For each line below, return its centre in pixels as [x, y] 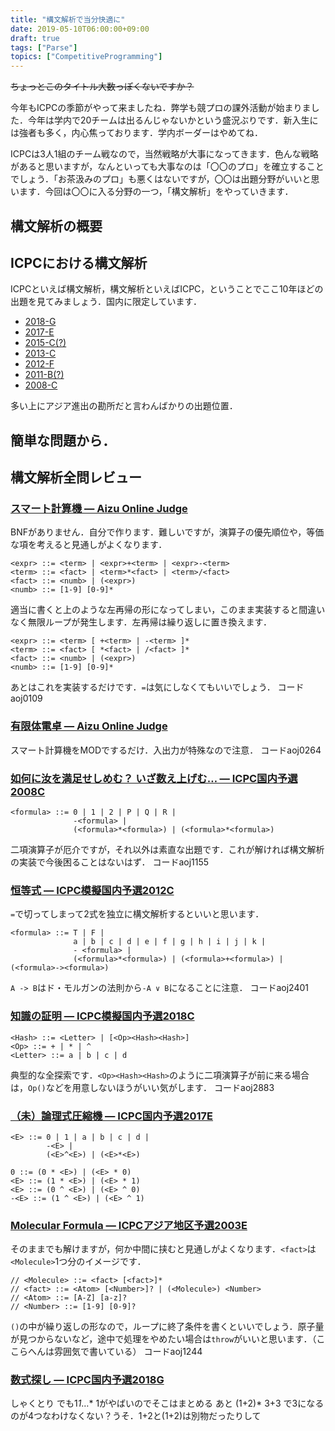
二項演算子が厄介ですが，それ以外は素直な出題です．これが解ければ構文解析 [167, 849]
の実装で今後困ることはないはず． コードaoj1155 [110, 862]
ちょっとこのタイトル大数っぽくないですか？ [102, 87]
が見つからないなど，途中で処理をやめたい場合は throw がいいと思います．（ [163, 1339]
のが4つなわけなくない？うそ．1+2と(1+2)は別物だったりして [136, 1416]
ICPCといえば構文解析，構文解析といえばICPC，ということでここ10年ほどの [167, 289]
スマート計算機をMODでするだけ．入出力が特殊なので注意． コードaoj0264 [166, 750]
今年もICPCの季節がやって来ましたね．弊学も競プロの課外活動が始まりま [161, 108]
